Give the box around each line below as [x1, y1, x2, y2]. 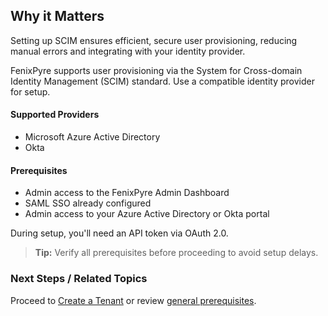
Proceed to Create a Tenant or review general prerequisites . [10, 294, 257, 306]
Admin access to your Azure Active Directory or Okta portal [24, 208, 270, 220]
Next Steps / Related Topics [10, 272, 148, 286]
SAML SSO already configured [24, 197, 152, 209]
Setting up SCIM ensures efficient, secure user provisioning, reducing [10, 34, 298, 46]
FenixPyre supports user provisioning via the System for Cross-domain [10, 64, 303, 76]
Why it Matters [10, 8, 105, 25]
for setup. [10, 85, 51, 98]
